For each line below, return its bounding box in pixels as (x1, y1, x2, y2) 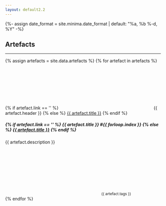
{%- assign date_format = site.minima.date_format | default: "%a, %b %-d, (5, 21, 158, 27)
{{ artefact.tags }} (101, 192, 131, 197)
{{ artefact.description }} (5, 139, 55, 145)
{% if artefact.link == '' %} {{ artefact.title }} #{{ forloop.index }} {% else (5, 122, 159, 128)
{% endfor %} (5, 196, 34, 202)
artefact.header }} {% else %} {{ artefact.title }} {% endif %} (5, 110, 128, 116)
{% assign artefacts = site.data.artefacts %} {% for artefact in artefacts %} (5, 58, 158, 64)
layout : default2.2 (5, 7, 45, 12)
